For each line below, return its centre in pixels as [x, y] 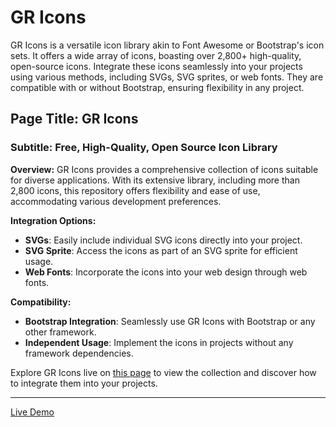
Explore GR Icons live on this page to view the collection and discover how [163, 372]
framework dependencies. [79, 353]
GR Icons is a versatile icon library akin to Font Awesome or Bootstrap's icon [167, 45]
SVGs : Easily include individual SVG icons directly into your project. [163, 240]
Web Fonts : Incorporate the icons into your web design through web [166, 272]
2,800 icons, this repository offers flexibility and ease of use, [135, 190]
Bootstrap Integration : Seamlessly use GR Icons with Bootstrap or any [170, 321]
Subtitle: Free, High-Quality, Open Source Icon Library [144, 148]
